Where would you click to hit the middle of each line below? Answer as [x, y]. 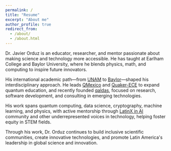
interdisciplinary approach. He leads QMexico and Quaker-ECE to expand [82, 84]
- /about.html [25, 39]
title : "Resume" [22, 15]
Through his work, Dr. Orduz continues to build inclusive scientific [75, 132]
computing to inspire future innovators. [46, 69]
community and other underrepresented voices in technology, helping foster [86, 116]
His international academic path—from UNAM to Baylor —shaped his [77, 79]
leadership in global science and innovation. [52, 143]
